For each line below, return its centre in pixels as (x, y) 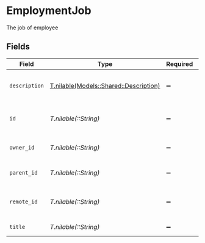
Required (180, 63)
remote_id (23, 201)
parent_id (23, 172)
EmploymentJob (49, 11)
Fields (18, 47)
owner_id (22, 147)
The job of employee (32, 27)
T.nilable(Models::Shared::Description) (105, 85)
